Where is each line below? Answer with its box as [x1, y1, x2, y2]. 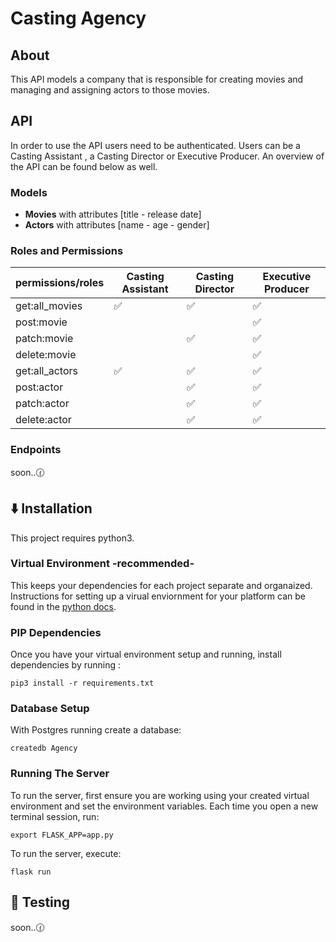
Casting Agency [10, 7, 147, 30]
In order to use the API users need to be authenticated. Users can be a [10, 139, 301, 151]
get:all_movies [15, 299, 83, 313]
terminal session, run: [10, 810, 100, 822]
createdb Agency [10, 743, 78, 754]
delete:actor [15, 413, 72, 427]
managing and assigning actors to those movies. [10, 84, 210, 96]
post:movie [15, 315, 68, 329]
